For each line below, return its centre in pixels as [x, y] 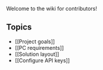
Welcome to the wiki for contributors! [51, 9]
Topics [19, 27]
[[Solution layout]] [37, 54]
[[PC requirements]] [39, 47]
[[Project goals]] [35, 42]
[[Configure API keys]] [42, 60]
